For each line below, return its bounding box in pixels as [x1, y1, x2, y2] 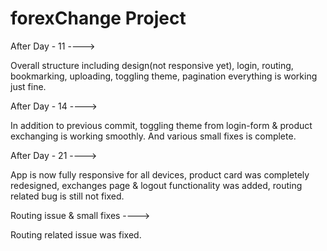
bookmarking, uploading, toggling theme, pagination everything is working [10, 70, 318, 82]
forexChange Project [10, 7, 187, 30]
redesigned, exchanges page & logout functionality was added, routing [10, 179, 303, 191]
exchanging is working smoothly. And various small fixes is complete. [10, 130, 297, 142]
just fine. [10, 80, 47, 92]
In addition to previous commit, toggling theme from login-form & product [10, 119, 313, 131]
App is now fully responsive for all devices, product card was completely [10, 168, 310, 181]
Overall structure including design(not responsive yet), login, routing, [10, 59, 294, 71]
